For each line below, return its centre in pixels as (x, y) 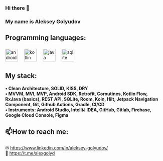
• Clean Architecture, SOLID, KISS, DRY (47, 89)
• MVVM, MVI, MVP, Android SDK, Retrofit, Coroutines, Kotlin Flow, (76, 94)
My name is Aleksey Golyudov (43, 21)
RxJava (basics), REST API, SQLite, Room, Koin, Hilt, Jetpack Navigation (82, 99)
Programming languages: (46, 38)
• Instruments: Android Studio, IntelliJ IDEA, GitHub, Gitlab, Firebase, (78, 110)
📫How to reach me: (37, 132)
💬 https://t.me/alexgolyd (30, 153)
